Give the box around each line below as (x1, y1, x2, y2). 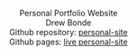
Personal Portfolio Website (19, 8, 118, 18)
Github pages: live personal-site (9, 36, 128, 47)
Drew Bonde (45, 17, 92, 28)
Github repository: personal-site (9, 27, 128, 37)
